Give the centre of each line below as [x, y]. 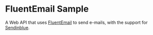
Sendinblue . [17, 27]
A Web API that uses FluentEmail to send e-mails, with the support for [76, 22]
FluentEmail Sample [47, 9]
